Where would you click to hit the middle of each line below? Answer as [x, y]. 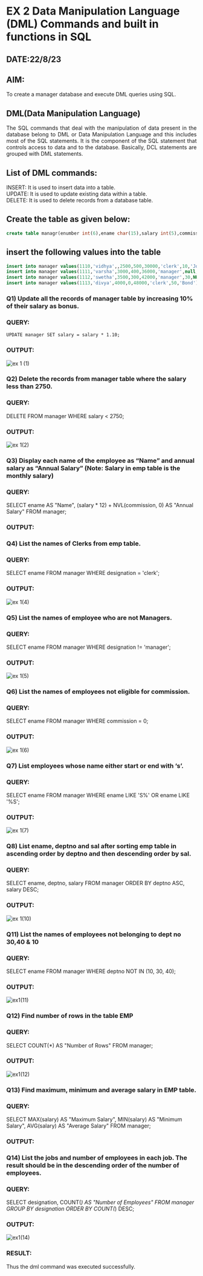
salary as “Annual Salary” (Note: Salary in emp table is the [93, 468]
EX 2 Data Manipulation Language [93, 11]
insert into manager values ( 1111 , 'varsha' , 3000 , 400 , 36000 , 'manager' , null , [102, 272]
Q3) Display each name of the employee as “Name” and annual [101, 460]
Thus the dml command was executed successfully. [71, 1266]
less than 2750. [30, 387]
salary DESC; [23, 889]
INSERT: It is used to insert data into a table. [61, 188]
